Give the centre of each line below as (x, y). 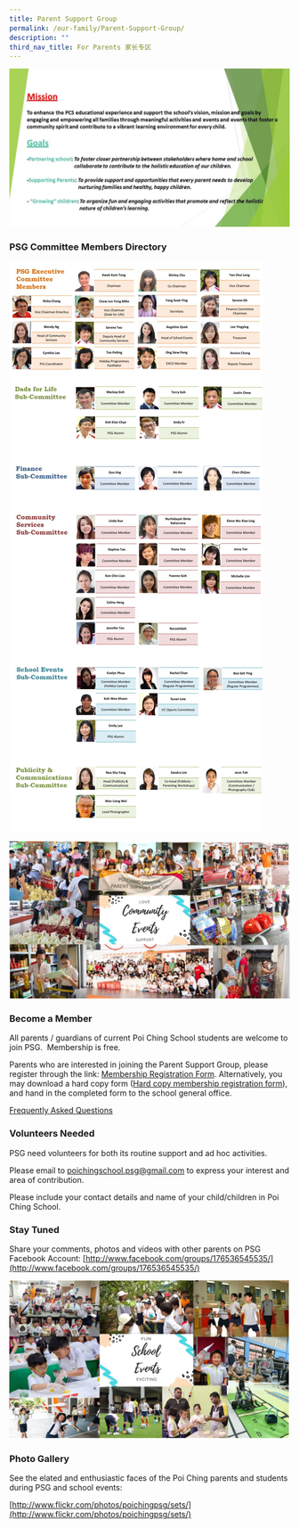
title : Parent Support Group (63, 19)
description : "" (39, 37)
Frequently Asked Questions (61, 1111)
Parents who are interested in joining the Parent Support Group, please (139, 1064)
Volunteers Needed (52, 1134)
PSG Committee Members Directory (88, 247)
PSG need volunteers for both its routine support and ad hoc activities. (138, 1153)
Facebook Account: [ (48, 1258)
